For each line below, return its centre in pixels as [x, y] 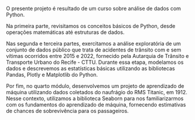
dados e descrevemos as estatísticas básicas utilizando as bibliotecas [90, 68]
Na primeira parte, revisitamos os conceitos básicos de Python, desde [91, 26]
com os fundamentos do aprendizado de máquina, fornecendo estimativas [96, 104]
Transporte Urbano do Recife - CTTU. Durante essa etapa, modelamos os [95, 62]
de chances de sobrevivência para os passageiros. [67, 111]
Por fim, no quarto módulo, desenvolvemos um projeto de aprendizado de [95, 86]
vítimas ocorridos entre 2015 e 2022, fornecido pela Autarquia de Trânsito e [97, 56]
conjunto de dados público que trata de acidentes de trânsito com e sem [94, 50]
